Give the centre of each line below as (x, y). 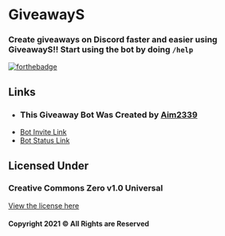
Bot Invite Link (43, 132)
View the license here (44, 206)
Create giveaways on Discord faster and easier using (113, 40)
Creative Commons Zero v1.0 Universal (86, 188)
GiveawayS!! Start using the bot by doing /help (101, 49)
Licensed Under (49, 165)
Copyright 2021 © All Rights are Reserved (79, 224)
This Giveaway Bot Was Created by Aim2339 (109, 115)
